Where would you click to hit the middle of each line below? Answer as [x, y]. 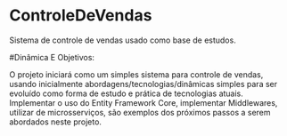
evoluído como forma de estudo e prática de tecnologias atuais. [126, 93]
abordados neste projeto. [56, 122]
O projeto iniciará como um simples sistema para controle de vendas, [136, 74]
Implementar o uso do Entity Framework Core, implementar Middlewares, [143, 102]
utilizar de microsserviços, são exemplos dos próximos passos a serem [140, 112]
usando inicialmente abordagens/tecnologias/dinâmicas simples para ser [143, 84]
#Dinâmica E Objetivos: [52, 57]
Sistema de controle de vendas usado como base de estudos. [123, 40]
